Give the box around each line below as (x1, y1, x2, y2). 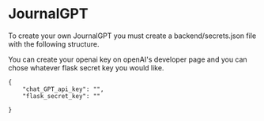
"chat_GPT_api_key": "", (22, 85, 104, 93)
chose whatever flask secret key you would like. (8, 62, 164, 72)
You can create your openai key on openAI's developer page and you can (8, 55, 247, 64)
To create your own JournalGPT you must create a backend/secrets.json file (8, 31, 257, 40)
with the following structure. (8, 39, 100, 48)
